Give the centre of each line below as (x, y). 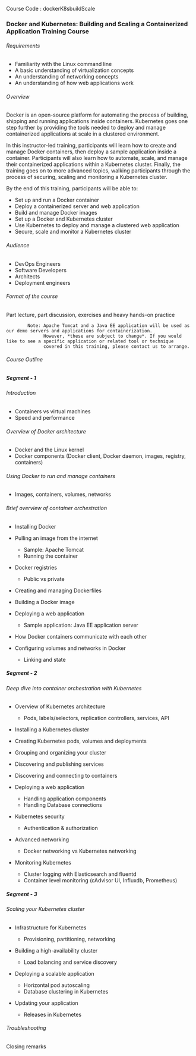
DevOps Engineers (38, 263)
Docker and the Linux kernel (49, 450)
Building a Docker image (45, 602)
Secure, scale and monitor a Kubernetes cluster (73, 232)
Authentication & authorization (61, 828)
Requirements (23, 45)
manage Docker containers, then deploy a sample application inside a (91, 152)
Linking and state (45, 659)
